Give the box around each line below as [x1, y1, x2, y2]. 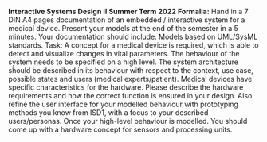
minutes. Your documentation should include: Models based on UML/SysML [8, 32, 258, 41]
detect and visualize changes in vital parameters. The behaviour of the [8, 49, 240, 58]
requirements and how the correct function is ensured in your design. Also [8, 91, 253, 100]
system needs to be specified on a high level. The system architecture [8, 57, 239, 67]
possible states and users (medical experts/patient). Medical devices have [8, 75, 253, 83]
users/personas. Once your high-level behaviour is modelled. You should [8, 117, 248, 125]
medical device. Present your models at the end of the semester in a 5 [8, 24, 239, 33]
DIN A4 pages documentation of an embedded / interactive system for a [8, 15, 245, 25]
